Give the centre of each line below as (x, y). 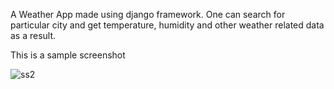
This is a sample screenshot (68, 55)
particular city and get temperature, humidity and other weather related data (167, 25)
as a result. (33, 35)
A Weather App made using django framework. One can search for (148, 14)
